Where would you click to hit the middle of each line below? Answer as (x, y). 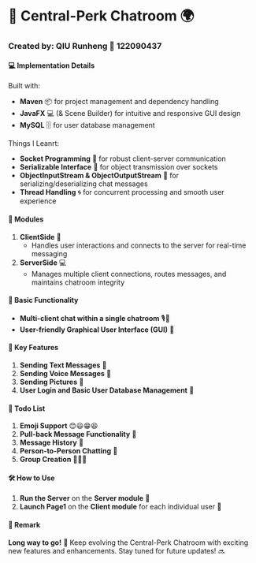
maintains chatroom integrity (78, 282)
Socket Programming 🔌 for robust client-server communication (122, 158)
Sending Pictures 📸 (52, 382)
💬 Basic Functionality (43, 300)
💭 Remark (24, 524)
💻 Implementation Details (52, 65)
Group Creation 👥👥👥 (53, 460)
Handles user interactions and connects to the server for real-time (139, 245)
